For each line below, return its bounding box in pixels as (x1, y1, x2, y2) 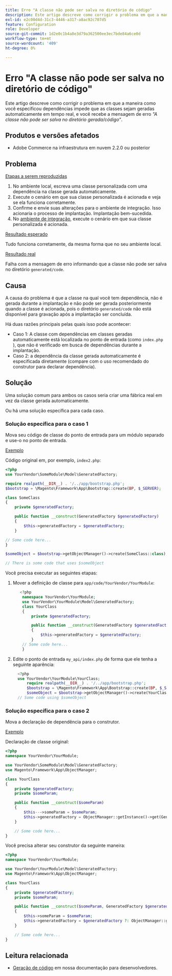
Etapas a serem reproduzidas (5, 173, 68, 179)
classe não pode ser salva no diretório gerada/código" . (5, 116, 123, 122)
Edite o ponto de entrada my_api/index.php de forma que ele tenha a (12, 656, 157, 662)
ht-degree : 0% (5, 46, 36, 51)
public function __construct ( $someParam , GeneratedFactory (14, 904, 143, 909)
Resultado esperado (5, 231, 48, 237)
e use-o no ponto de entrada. (5, 438, 68, 444)
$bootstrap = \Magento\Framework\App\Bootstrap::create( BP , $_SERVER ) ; (5, 486, 161, 491)
